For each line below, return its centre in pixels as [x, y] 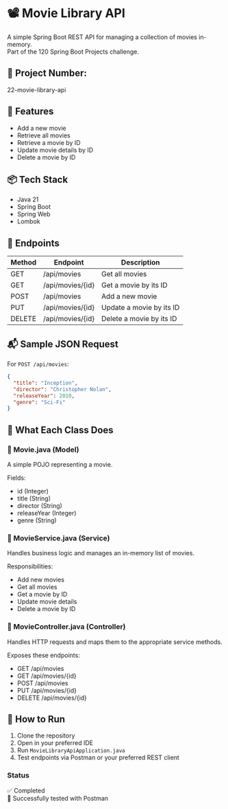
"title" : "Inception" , [46, 383]
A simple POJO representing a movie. [60, 464]
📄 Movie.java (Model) [43, 450]
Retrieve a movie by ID [49, 142]
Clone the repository [46, 735]
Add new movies [41, 580]
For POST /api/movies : [38, 364]
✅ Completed [26, 790]
